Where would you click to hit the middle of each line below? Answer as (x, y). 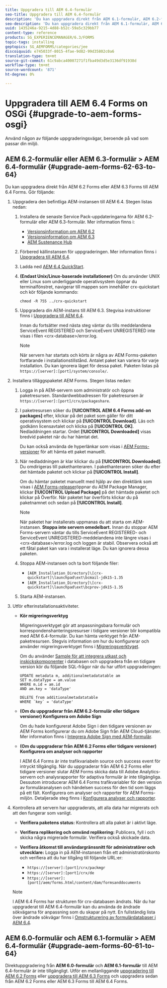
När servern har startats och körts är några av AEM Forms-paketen (88, 355)
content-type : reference (31, 33)
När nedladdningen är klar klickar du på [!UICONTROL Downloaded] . (91, 461)
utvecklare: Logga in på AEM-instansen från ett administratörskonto (90, 852)
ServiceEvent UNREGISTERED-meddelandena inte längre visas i (85, 538)
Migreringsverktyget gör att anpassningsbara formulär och (80, 625)
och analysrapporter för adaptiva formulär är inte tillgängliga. (99, 777)
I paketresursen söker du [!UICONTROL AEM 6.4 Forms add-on (85, 410)
